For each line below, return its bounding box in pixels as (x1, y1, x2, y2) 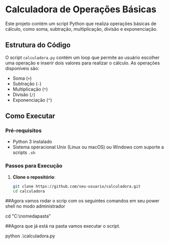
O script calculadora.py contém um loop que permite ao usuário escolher (5, 54, 160, 60)
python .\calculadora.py (5, 233, 55, 239)
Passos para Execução (5, 162, 63, 169)
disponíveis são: (5, 65, 40, 71)
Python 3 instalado (12, 139, 52, 145)
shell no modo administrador (5, 203, 65, 209)
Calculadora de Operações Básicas (5, 4, 157, 15)
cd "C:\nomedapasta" (5, 213, 51, 219)
